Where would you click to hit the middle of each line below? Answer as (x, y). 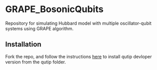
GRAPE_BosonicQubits (54, 9)
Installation (23, 45)
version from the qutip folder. (36, 62)
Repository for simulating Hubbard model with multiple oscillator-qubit (78, 23)
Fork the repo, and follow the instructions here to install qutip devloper (78, 56)
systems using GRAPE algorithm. (40, 28)
